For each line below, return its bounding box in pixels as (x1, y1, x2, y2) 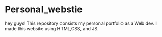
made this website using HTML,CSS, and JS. (5, 25, 99, 31)
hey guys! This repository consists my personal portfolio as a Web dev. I (5, 20, 157, 26)
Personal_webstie (5, 4, 83, 15)
